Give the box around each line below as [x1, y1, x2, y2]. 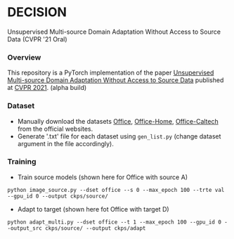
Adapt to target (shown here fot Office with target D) [17, 205, 170, 213]
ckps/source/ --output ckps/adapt [44, 224, 146, 232]
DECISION [7, 4, 67, 20]
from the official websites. [17, 124, 93, 133]
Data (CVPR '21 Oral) [7, 34, 67, 43]
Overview [7, 52, 41, 62]
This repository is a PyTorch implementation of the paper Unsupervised [7, 68, 214, 77]
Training [7, 157, 37, 167]
